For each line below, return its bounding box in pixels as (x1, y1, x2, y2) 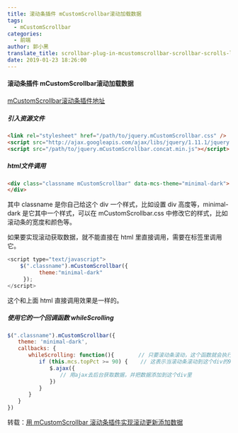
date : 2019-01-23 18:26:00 (7, 57, 87, 64)
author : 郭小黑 (7, 43, 49, 50)
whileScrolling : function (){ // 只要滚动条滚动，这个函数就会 (28, 352, 222, 359)
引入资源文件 (7, 114, 45, 123)
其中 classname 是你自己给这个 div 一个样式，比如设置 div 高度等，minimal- (7, 200, 229, 209)
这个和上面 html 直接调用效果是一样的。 (7, 296, 123, 305)
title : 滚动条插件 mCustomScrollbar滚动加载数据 (7, 10, 142, 18)
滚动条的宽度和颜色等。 (7, 218, 76, 227)
